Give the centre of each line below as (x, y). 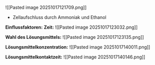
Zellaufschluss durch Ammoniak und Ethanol (59, 17)
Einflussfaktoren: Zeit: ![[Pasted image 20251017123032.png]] (71, 27)
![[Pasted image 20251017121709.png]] (46, 7)
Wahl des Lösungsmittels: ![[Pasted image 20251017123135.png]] (75, 37)
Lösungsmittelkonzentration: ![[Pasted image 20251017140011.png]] (78, 47)
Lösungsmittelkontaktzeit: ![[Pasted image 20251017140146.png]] (75, 57)
